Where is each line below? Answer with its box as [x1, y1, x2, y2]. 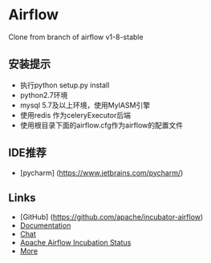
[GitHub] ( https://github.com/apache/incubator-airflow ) [19, 212, 204, 222]
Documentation [19, 221, 71, 230]
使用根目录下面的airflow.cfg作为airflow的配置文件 [19, 120, 183, 130]
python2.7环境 [19, 90, 68, 99]
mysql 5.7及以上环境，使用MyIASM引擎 [19, 100, 151, 110]
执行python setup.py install [19, 80, 110, 90]
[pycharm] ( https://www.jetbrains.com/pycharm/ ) [19, 168, 184, 177]
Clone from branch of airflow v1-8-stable [8, 32, 144, 42]
